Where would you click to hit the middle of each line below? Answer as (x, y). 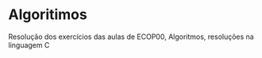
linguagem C (29, 44)
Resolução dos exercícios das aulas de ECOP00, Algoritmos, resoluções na (131, 37)
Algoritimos (48, 15)
